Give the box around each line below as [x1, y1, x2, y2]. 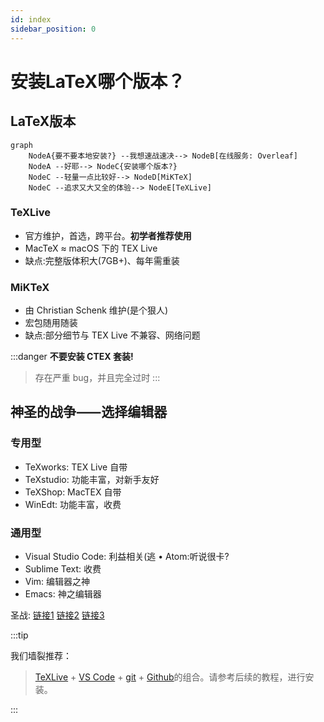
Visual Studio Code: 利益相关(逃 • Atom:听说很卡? [24, 551, 230, 563]
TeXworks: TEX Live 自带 [24, 461, 128, 473]
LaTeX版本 [10, 113, 77, 130]
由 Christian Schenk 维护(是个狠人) [24, 304, 168, 316]
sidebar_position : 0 [10, 24, 97, 34]
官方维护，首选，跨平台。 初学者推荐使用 [24, 229, 192, 241]
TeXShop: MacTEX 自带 [24, 486, 122, 498]
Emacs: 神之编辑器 [24, 588, 102, 600]
